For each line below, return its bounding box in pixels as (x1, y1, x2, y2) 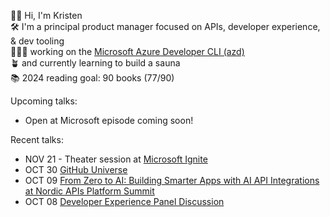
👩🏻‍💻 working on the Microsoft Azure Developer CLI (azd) (10, 46, 245, 57)
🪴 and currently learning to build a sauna (10, 57, 181, 69)
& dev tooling (10, 35, 65, 47)
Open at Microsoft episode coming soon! (24, 115, 194, 126)
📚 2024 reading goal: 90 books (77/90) (10, 72, 175, 84)
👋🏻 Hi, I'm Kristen (10, 10, 83, 21)
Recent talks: (10, 134, 64, 145)
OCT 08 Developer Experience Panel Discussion (24, 196, 225, 207)
